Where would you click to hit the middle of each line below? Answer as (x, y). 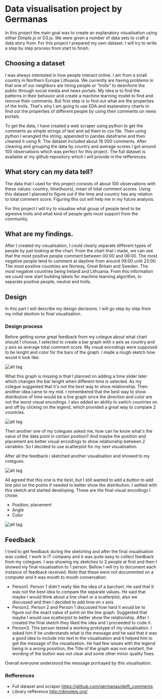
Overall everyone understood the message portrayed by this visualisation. (79, 663)
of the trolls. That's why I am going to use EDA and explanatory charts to (77, 106)
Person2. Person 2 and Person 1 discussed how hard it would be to (79, 607)
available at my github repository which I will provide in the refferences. (76, 157)
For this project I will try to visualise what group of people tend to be (73, 208)
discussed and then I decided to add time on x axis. (63, 602)
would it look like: (22, 358)
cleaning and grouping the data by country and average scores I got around (81, 146)
